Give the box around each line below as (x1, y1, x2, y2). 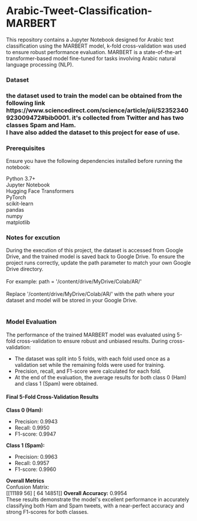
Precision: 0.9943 (14, 418, 58, 425)
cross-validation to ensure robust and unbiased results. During (16, 337, 168, 345)
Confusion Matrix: (6, 483, 50, 490)
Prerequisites (6, 144, 45, 152)
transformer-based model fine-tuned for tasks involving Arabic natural (6, 55, 176, 62)
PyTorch (6, 194, 26, 201)
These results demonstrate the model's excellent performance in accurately (6, 496, 189, 503)
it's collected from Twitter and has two (72, 113, 184, 122)
